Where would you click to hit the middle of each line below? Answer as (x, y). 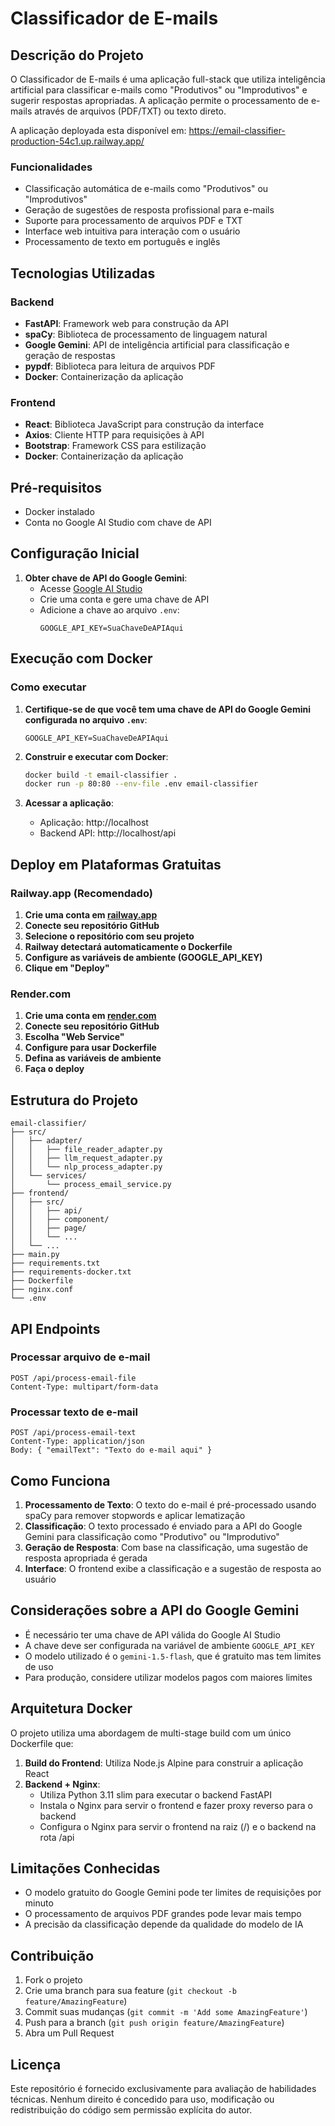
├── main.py (35, 1255)
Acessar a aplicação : (69, 803)
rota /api (57, 1837)
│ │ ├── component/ (60, 1220)
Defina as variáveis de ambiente (93, 1058)
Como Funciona (60, 1480)
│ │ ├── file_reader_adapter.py (86, 1150)
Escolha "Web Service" (74, 1037)
